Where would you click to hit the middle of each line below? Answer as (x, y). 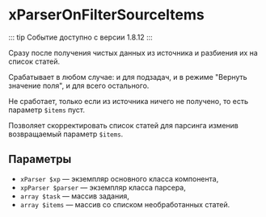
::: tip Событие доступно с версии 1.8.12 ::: (80, 37)
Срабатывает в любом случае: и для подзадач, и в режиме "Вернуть (128, 77)
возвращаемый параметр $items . (66, 134)
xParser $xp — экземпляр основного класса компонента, (119, 178)
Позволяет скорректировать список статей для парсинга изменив (123, 125)
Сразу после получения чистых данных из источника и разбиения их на (133, 52)
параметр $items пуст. (47, 110)
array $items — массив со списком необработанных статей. (125, 204)
